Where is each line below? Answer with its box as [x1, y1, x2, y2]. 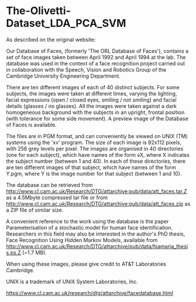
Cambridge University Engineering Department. [6, 72, 121, 79]
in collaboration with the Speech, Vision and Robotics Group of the [6, 66, 167, 73]
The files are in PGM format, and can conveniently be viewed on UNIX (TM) [6, 132, 188, 139]
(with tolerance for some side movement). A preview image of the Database [6, 115, 189, 122]
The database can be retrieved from [6, 181, 93, 189]
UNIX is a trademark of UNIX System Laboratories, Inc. [6, 278, 139, 285]
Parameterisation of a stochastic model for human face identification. [6, 224, 173, 231]
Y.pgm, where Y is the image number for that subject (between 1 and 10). [6, 170, 182, 177]
